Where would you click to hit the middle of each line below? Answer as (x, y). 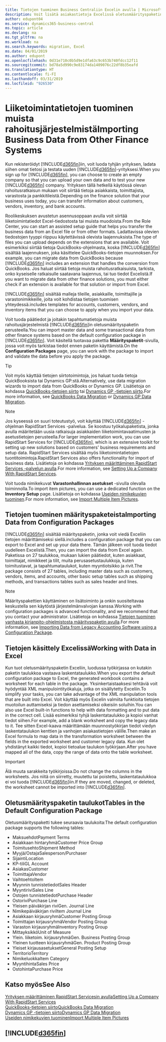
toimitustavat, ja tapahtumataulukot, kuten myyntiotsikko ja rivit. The (74, 566)
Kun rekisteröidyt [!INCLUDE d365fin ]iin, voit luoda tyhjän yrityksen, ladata (81, 164)
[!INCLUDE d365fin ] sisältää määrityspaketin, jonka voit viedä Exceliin (76, 534)
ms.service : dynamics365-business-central (49, 24)
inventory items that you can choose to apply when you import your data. (80, 309)
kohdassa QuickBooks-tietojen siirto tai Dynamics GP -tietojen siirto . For (78, 391)
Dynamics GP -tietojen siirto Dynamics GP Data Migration (63, 1012)
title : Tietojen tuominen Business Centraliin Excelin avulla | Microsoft (84, 10)
